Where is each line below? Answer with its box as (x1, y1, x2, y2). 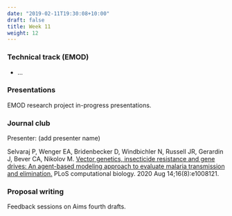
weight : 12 (7, 29, 39, 37)
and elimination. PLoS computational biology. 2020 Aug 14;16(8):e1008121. (7, 170, 220, 178)
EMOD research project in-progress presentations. (7, 101, 152, 109)
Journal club (7, 118, 51, 128)
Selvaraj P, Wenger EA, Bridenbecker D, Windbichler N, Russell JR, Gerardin (7, 147, 224, 156)
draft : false (7, 17, 45, 24)
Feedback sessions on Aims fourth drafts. (7, 202, 126, 211)
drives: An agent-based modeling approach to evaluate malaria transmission (7, 162, 225, 170)
